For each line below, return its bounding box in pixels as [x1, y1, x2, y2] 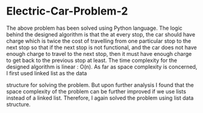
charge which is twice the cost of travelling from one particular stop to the [6, 37, 191, 44]
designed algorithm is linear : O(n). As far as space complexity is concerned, [6, 63, 198, 70]
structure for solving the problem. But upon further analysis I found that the [6, 81, 194, 89]
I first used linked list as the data [6, 69, 87, 77]
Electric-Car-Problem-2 [6, 4, 128, 18]
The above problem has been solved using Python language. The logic [6, 24, 183, 32]
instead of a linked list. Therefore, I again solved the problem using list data [6, 94, 194, 101]
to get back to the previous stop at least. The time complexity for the [6, 56, 178, 64]
